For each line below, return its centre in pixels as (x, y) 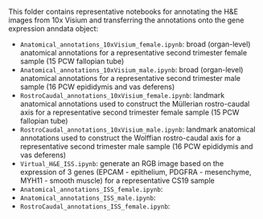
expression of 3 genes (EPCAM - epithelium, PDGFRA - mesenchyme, (136, 172)
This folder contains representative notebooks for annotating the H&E (123, 12)
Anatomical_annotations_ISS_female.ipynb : (91, 189)
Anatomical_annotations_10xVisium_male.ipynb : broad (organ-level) (131, 70)
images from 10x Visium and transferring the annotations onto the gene (126, 20)
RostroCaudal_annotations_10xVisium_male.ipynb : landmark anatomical (138, 129)
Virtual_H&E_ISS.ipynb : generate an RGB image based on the (122, 163)
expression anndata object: (53, 28)
